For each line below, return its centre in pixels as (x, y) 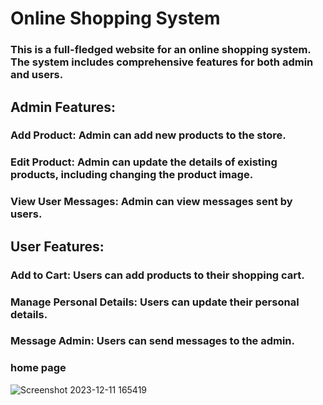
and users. (37, 75)
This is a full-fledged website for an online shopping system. (161, 50)
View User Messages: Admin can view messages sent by (151, 202)
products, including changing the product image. (132, 175)
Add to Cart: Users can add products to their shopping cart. (157, 275)
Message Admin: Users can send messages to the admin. (153, 341)
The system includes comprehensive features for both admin (162, 62)
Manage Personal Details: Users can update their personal (155, 302)
